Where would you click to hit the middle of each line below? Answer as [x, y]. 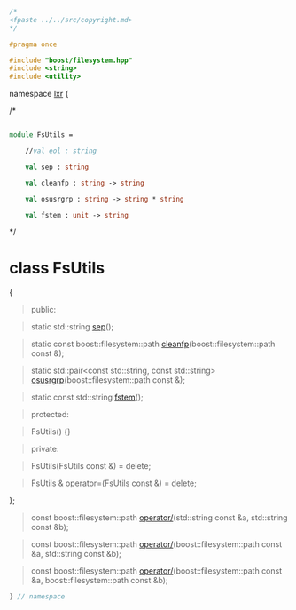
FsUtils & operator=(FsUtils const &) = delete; [113, 483]
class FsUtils [57, 268]
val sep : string [57, 167]
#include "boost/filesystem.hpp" [71, 60]
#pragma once [33, 44]
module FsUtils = [41, 135]
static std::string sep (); [72, 327]
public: [43, 310]
